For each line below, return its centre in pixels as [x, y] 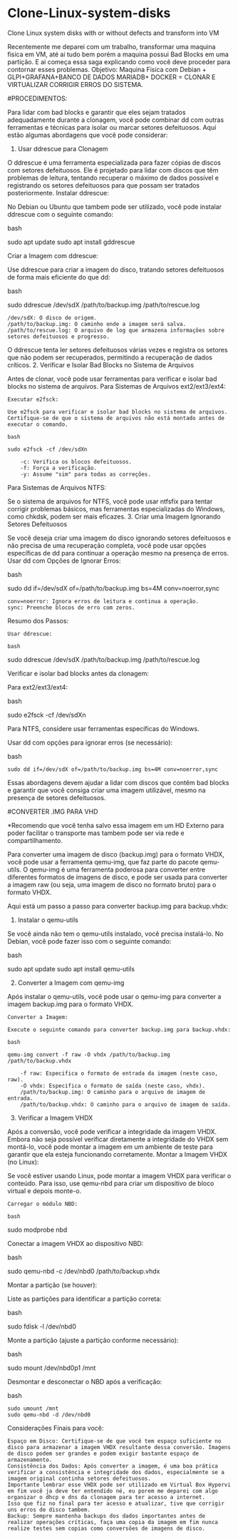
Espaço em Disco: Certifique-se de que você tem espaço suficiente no [114, 1441]
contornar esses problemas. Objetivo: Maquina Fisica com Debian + [107, 69]
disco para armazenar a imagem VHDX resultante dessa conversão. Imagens [119, 1447]
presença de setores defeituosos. [57, 797]
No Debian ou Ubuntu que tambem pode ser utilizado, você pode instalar [115, 206]
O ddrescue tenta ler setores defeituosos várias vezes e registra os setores [118, 349]
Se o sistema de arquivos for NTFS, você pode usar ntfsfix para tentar [110, 501]
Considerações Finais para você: [56, 1428]
